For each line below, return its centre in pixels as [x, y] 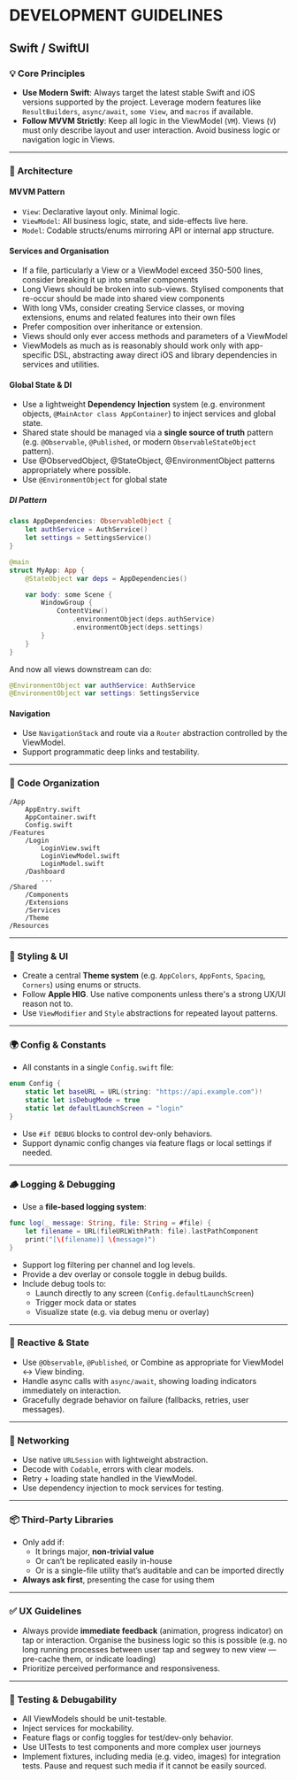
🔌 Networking [39, 1440]
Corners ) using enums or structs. [81, 985]
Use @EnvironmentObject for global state [95, 480]
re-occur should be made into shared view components [123, 298]
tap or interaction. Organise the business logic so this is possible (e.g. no [154, 1640]
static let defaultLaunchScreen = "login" [104, 1108]
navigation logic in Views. [69, 139]
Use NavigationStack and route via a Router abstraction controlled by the [155, 733]
